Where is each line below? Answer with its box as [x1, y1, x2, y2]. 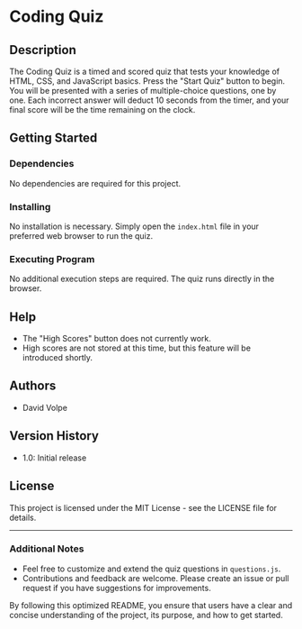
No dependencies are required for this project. [9, 178, 182, 188]
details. [9, 512, 37, 523]
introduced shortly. [22, 352, 93, 363]
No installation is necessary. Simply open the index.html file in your [9, 221, 259, 232]
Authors [9, 378, 57, 394]
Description [9, 42, 76, 58]
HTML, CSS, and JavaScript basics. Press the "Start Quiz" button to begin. [9, 76, 286, 87]
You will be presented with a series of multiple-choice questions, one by [9, 86, 277, 96]
